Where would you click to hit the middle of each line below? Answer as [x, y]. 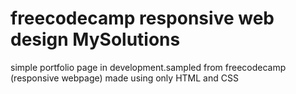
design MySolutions [95, 39]
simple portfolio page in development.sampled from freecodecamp [148, 67]
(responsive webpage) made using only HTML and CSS [124, 78]
